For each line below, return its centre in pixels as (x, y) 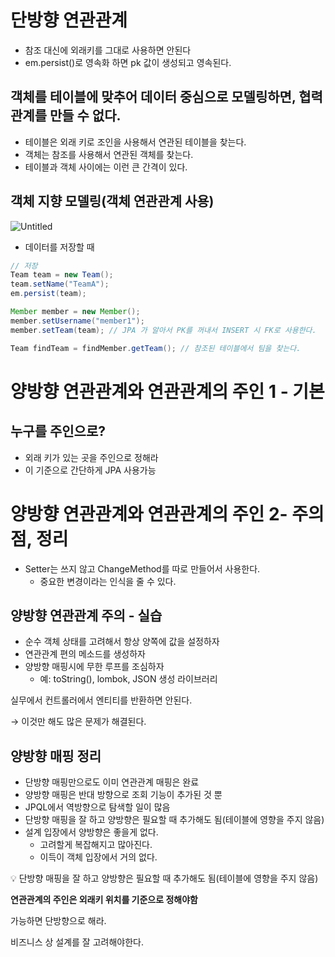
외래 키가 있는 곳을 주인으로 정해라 (91, 457)
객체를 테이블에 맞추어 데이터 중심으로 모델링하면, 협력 (166, 97)
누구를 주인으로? (58, 431)
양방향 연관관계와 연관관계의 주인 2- (149, 513)
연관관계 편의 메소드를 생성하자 (85, 654)
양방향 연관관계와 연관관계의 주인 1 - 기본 (167, 391)
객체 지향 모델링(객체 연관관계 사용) (112, 201)
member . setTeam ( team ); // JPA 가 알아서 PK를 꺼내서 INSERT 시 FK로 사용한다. (163, 330)
